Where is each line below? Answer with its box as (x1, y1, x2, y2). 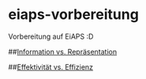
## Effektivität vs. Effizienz (8, 62, 93, 72)
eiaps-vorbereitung (8, 6, 140, 24)
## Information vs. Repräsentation (8, 47, 117, 56)
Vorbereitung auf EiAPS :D (8, 32, 94, 41)
